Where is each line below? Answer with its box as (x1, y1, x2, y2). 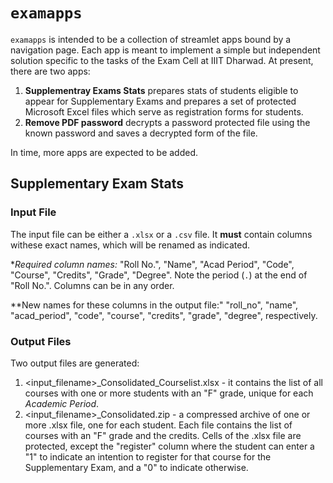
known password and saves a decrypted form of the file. (24, 127, 258, 139)
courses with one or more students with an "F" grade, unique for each (24, 387, 314, 399)
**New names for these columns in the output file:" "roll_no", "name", (10, 299, 299, 311)
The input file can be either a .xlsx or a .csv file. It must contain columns (10, 228, 313, 240)
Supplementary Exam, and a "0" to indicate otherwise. (24, 461, 249, 473)
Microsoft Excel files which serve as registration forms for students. (24, 105, 304, 118)
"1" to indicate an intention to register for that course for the (24, 450, 272, 463)
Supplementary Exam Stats (10, 175, 184, 193)
